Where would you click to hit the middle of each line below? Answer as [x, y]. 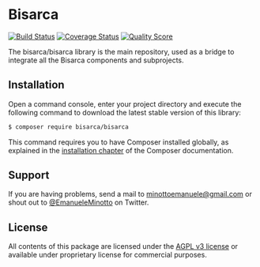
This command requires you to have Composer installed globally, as [119, 142]
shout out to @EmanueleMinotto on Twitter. [79, 202]
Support [29, 175]
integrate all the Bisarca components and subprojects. [96, 60]
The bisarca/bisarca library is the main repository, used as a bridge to [121, 51]
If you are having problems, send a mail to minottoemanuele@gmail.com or [130, 194]
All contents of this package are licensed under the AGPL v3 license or [123, 246]
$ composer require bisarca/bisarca [68, 127]
